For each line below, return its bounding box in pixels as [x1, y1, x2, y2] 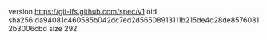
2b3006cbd [8, 24, 48, 33]
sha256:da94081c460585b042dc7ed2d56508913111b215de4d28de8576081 [8, 15, 260, 25]
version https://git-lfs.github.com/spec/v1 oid [8, 7, 157, 16]
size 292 [49, 24, 78, 33]
